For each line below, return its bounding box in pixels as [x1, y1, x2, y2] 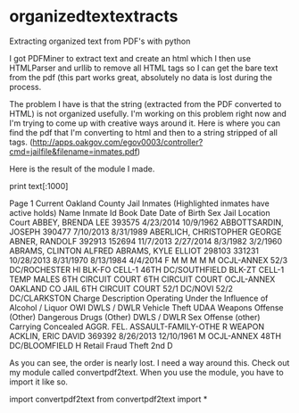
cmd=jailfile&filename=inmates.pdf [9, 145, 138, 157]
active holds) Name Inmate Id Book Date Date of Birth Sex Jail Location [9, 207, 270, 218]
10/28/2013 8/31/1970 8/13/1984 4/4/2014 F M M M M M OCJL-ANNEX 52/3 [9, 254, 288, 265]
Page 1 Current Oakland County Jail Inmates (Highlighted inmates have [9, 198, 270, 209]
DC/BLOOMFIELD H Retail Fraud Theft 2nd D [9, 340, 173, 351]
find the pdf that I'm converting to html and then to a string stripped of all [9, 127, 278, 137]
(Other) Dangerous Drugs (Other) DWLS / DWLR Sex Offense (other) [9, 311, 261, 322]
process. [9, 81, 42, 92]
